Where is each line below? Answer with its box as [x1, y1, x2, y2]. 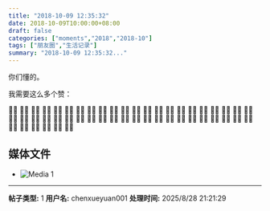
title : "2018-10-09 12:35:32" [8, 11, 110, 20]
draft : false [8, 26, 52, 34]
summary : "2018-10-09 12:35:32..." [8, 49, 128, 57]
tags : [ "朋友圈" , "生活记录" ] [8, 42, 98, 50]
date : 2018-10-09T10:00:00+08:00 [8, 19, 121, 27]
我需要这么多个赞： [8, 89, 72, 99]
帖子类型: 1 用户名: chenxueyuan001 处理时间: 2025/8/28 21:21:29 [8, 193, 227, 203]
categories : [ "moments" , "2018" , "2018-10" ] [8, 34, 153, 43]
